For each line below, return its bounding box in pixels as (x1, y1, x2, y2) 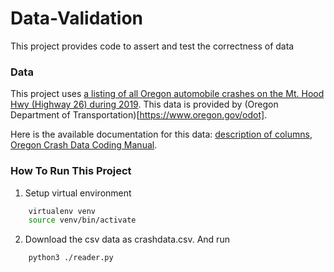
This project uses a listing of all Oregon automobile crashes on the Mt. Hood (10, 88, 325, 100)
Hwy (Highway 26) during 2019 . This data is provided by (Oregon (10, 98, 279, 111)
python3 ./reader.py (28, 253, 114, 263)
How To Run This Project (10, 164, 132, 178)
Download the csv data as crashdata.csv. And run (24, 233, 230, 246)
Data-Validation (10, 7, 143, 30)
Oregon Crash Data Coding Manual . (10, 139, 158, 151)
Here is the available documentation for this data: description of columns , (10, 128, 313, 141)
